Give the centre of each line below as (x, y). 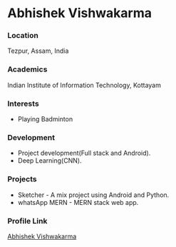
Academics (27, 69)
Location (23, 36)
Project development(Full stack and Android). (84, 153)
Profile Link (27, 221)
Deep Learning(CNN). (50, 161)
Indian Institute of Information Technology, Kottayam (84, 85)
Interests (23, 104)
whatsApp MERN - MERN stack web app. (78, 202)
